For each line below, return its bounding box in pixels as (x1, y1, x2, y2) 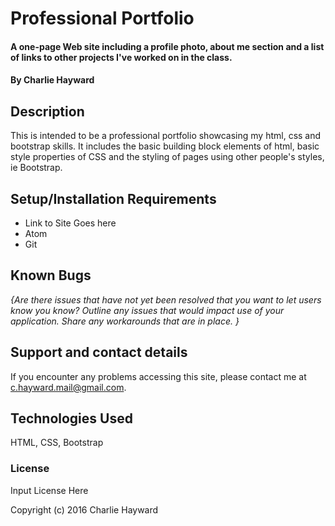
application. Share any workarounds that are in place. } (10, 315, 240, 327)
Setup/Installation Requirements (10, 190, 217, 207)
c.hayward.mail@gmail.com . (10, 381, 127, 393)
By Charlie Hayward (10, 74, 95, 86)
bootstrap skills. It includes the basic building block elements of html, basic (10, 140, 320, 152)
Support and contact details (10, 344, 188, 361)
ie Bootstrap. (10, 162, 63, 174)
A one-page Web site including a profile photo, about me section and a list (10, 40, 325, 52)
